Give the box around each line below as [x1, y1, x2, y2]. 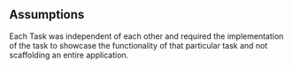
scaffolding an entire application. [9, 50, 129, 60]
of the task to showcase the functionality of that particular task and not [9, 40, 268, 50]
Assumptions [9, 7, 85, 22]
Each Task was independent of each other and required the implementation [9, 30, 284, 42]
